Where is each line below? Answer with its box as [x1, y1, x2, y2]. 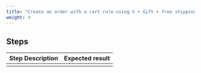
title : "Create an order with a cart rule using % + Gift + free [6, 8, 172, 15]
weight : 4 [6, 14, 31, 20]
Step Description [9, 54, 59, 63]
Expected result [63, 54, 111, 63]
